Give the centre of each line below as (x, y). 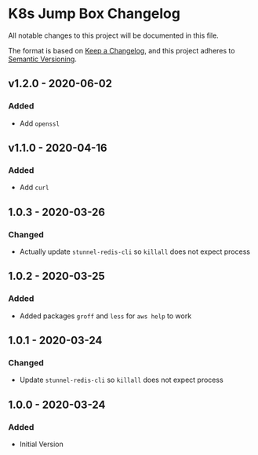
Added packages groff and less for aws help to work (105, 316)
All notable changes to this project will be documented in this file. (114, 35)
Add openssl (40, 123)
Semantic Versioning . (42, 59)
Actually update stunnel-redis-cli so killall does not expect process (135, 251)
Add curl (34, 187)
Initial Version (42, 444)
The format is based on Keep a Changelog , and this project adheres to (122, 50)
